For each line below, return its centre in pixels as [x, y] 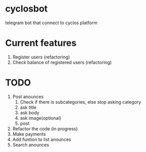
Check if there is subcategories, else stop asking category [81, 102]
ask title [28, 107]
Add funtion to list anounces [42, 139]
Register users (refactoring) [41, 57]
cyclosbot [26, 9]
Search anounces [31, 144]
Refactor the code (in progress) [45, 128]
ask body [29, 112]
